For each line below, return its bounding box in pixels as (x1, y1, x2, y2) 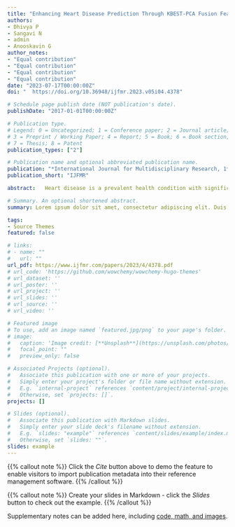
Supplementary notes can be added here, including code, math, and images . (7, 512, 228, 520)
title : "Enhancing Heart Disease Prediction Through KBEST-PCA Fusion (7, 10, 218, 18)
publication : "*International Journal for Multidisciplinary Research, (7, 165, 220, 172)
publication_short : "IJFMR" (7, 172, 90, 179)
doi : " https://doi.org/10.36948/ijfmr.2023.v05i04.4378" (7, 88, 183, 95)
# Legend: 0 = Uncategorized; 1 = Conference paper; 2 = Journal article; (7, 127, 230, 134)
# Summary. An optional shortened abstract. (7, 197, 139, 204)
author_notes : (7, 50, 49, 57)
